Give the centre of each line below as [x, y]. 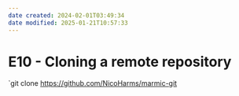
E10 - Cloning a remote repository [120, 62]
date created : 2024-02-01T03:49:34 [66, 15]
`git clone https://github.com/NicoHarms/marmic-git [93, 83]
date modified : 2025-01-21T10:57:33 [68, 23]
